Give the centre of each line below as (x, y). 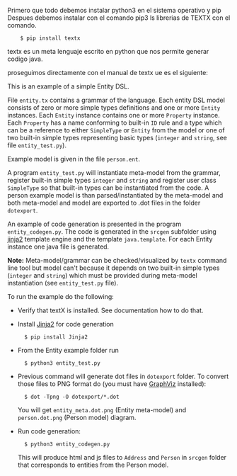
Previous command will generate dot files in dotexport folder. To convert (123, 376)
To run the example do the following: (61, 296)
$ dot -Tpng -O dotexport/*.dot (72, 397)
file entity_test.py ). (37, 145)
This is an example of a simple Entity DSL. (68, 86)
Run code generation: (49, 431)
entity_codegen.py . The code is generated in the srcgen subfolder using (112, 232)
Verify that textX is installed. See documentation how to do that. (110, 310)
